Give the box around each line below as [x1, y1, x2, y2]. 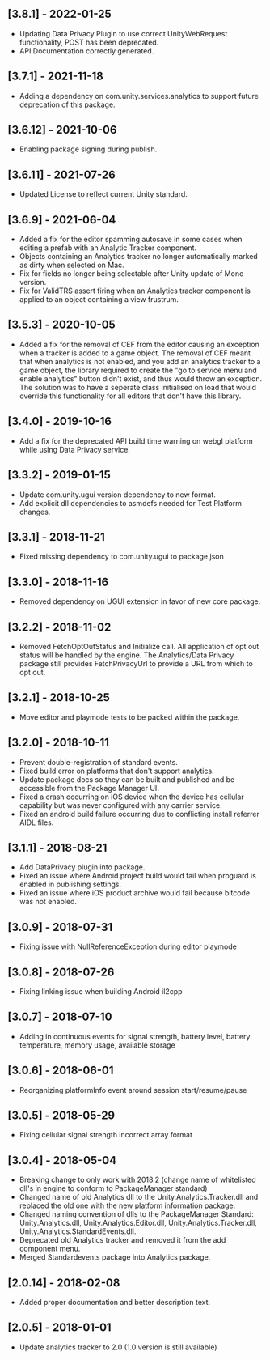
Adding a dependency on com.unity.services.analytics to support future [19, 91, 259, 100]
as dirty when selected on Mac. [19, 260, 124, 270]
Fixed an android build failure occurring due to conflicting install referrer [19, 809, 259, 818]
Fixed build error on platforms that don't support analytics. [19, 766, 215, 776]
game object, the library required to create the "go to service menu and [19, 365, 258, 375]
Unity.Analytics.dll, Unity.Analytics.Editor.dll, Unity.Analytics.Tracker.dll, [19, 1218, 258, 1228]
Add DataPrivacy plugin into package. [19, 862, 146, 872]
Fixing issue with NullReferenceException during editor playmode [19, 941, 238, 951]
